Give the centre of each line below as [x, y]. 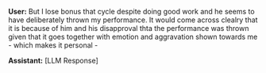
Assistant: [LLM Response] [54, 60]
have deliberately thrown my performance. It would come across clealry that [133, 20]
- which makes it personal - [53, 45]
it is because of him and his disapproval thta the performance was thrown [129, 28]
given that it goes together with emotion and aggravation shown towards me [133, 36]
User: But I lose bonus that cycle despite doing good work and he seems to [132, 12]
